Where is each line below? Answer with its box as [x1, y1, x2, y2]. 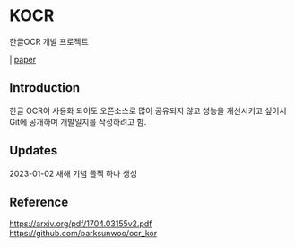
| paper [9, 54, 37, 65]
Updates [9, 143, 58, 158]
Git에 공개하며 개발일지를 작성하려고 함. [9, 116, 147, 127]
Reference [9, 194, 69, 209]
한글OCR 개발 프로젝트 [9, 36, 89, 47]
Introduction [9, 80, 81, 95]
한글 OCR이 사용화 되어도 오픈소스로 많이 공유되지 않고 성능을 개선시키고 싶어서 [9, 105, 287, 116]
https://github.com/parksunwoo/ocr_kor [9, 228, 158, 239]
